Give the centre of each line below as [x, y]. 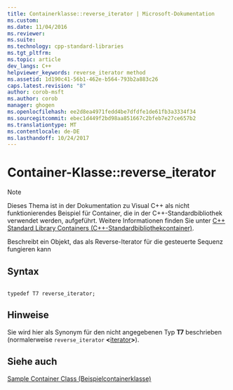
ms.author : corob [33, 99]
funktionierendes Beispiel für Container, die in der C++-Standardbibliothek [115, 213]
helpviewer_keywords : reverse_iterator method [76, 72]
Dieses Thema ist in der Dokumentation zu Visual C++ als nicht [98, 206]
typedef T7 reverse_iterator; [52, 294]
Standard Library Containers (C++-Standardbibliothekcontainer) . [101, 228]
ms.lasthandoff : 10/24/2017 [48, 138]
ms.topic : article [34, 60]
